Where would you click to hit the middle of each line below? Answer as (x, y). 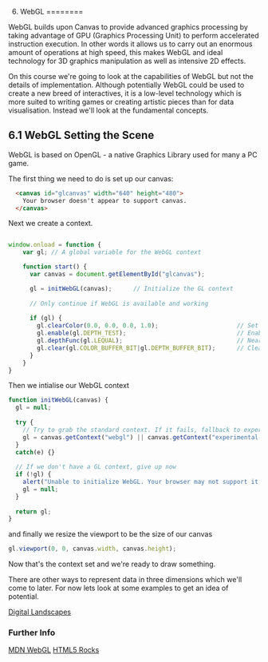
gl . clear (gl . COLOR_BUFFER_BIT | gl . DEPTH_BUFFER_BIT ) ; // (141, 348)
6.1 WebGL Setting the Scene (81, 135)
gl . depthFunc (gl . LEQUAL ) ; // (141, 341)
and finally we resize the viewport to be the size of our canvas (110, 534)
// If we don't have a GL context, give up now (96, 467)
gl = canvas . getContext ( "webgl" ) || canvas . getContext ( (118, 437)
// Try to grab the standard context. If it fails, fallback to (132, 430)
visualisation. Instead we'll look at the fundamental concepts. (108, 110)
